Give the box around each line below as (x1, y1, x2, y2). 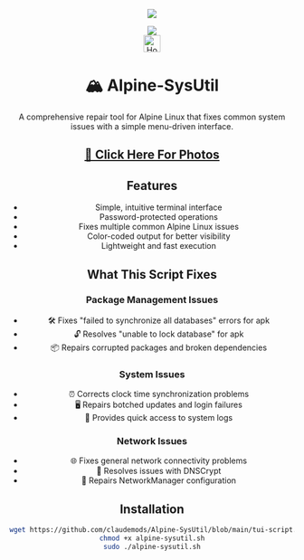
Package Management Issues (85, 294, 219, 307)
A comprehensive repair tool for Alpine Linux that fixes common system (18, 111, 286, 122)
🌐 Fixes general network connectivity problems (70, 455, 247, 466)
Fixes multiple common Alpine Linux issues (78, 222, 240, 233)
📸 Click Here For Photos (84, 147, 220, 163)
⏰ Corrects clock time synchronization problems (68, 389, 250, 400)
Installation (119, 501, 185, 517)
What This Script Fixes (87, 267, 217, 282)
